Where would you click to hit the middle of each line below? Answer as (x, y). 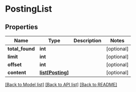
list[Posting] (54, 73)
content (17, 73)
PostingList (29, 9)
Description (88, 41)
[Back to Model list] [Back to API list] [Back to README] (61, 84)
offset (15, 64)
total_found (21, 49)
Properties (22, 27)
